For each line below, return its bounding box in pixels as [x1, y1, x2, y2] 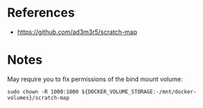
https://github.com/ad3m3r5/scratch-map [17, 28, 137, 36]
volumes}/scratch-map [7, 94, 70, 101]
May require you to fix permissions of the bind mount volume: [7, 75, 183, 83]
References [7, 5, 75, 21]
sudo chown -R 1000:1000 [7, 88, 79, 95]
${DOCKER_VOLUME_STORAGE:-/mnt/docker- [81, 88, 197, 95]
